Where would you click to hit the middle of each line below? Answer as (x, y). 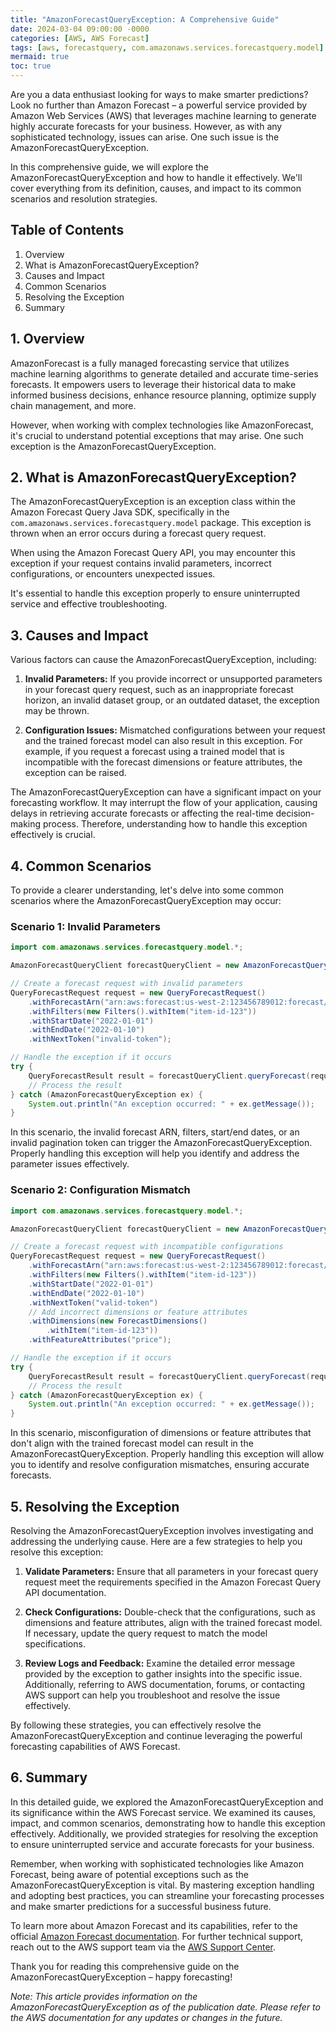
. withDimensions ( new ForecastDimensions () (118, 1321)
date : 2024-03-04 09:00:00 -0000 (80, 29)
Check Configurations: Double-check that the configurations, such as (170, 1612)
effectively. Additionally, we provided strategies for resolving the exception (164, 1833)
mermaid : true (40, 57)
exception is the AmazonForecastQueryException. (113, 446)
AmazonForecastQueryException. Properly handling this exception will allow (167, 1454)
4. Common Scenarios (81, 866)
